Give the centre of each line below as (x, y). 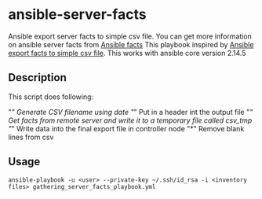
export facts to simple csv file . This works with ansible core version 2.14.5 (127, 53)
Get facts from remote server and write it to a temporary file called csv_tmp (130, 120)
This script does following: (51, 97)
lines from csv (31, 137)
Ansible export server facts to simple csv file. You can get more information (130, 36)
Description (37, 77)
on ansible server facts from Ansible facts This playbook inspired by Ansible (131, 44)
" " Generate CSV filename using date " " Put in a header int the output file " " (131, 112)
